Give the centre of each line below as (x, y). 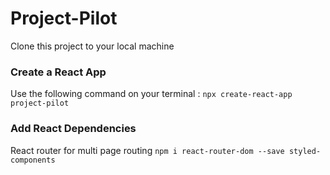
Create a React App (58, 72)
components (33, 160)
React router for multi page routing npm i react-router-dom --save (147, 150)
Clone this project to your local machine (92, 46)
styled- (305, 151)
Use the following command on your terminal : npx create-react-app (151, 94)
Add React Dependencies (73, 129)
